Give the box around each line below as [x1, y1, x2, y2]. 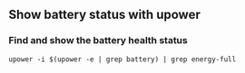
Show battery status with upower [8, 7, 201, 23]
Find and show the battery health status [8, 34, 188, 47]
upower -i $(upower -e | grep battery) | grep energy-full [8, 54, 237, 64]
